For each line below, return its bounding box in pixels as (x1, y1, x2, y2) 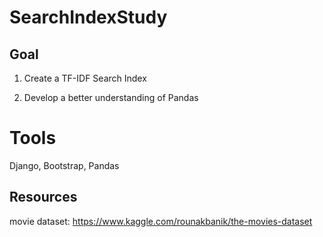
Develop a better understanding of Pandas (23, 92, 199, 103)
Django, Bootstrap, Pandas (9, 159, 120, 171)
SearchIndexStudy (9, 6, 168, 29)
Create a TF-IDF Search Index (23, 72, 147, 84)
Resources (9, 189, 78, 206)
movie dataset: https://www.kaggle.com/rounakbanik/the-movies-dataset (9, 215, 313, 227)
